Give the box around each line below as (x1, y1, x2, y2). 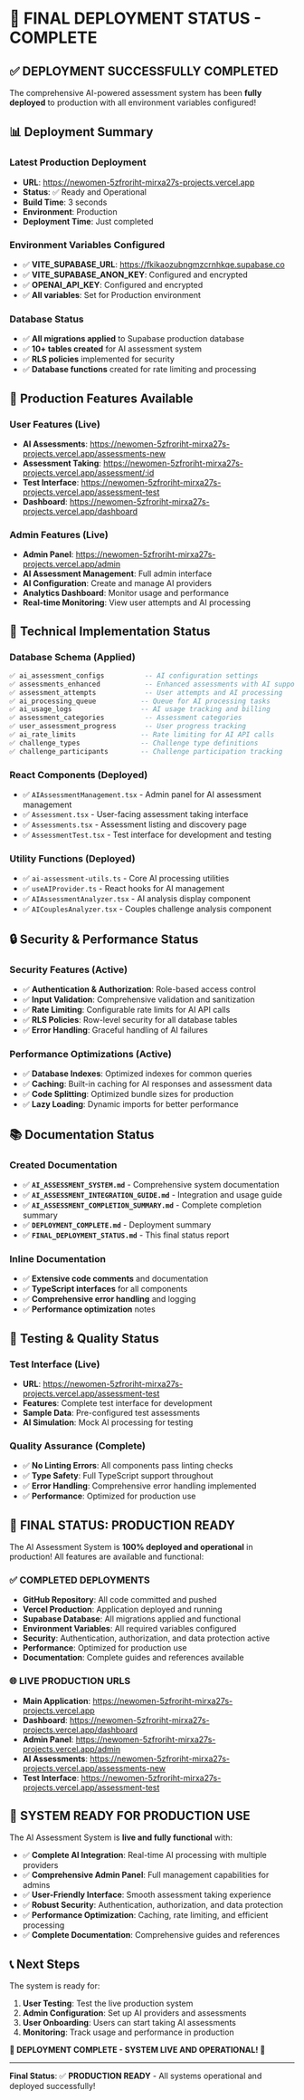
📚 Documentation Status (9, 1127, 155, 1142)
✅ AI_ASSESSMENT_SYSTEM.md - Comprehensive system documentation (22, 1179, 280, 1190)
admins (22, 1880, 51, 1891)
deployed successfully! (9, 2081, 96, 2092)
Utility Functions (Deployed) (9, 852, 136, 864)
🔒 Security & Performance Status (9, 931, 199, 947)
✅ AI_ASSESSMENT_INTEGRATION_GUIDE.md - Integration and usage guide (22, 1189, 283, 1199)
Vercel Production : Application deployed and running (22, 1604, 223, 1615)
